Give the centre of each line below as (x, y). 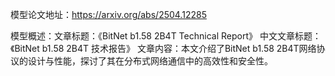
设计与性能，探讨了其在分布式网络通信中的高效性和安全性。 (150, 61)
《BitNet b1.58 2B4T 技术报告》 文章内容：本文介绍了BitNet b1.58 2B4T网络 (163, 48)
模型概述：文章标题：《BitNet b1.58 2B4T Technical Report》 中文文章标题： (166, 36)
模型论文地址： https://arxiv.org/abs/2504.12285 (108, 14)
